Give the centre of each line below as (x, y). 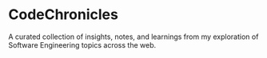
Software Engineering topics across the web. (82, 44)
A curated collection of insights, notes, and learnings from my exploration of (133, 37)
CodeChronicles (63, 15)
